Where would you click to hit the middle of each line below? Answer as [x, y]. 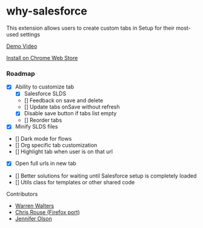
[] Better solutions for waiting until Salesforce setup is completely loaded [106, 176]
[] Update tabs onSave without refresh [72, 107]
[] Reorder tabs [43, 120]
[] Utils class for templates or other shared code [75, 182]
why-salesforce [47, 11]
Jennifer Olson [34, 218]
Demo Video [22, 46]
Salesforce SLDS [45, 94]
